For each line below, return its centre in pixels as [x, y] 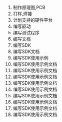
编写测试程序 [26, 33]
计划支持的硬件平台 [33, 20]
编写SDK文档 [26, 51]
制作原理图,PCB [29, 7]
